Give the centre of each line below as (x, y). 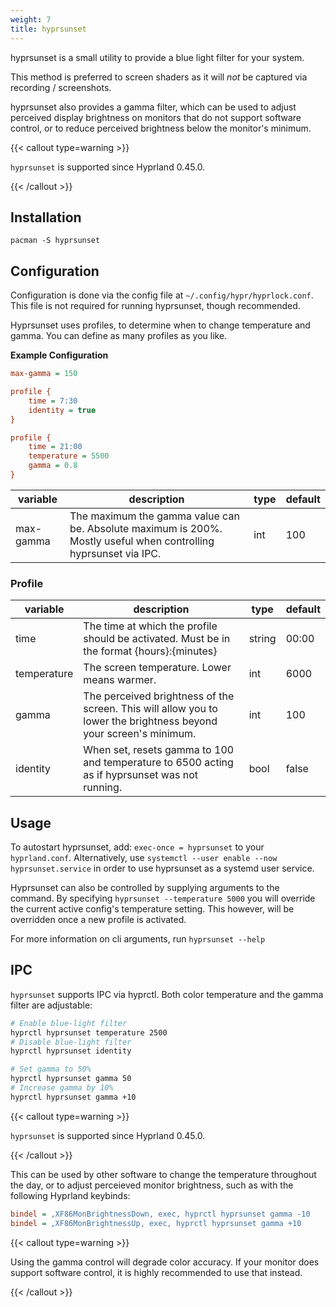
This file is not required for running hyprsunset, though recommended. (155, 306)
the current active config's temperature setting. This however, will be (152, 908)
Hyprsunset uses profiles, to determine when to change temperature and (160, 325)
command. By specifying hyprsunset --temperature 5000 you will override (163, 898)
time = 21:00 (55, 447)
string (262, 639)
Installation (46, 217)
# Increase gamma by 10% (62, 1088)
